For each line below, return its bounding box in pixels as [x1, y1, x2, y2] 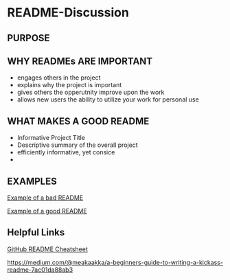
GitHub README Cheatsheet [7, 245, 88, 253]
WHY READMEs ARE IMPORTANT [7, 55, 153, 67]
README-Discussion [7, 5, 129, 21]
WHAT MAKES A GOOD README [7, 115, 150, 127]
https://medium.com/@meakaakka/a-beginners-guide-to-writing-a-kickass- [7, 258, 223, 266]
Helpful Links [7, 226, 65, 238]
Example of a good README [7, 207, 87, 215]
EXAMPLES [7, 175, 57, 187]
